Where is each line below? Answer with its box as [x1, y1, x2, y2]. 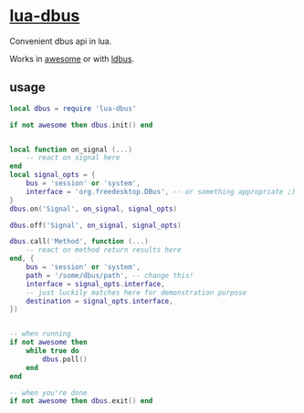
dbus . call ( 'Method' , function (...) [9, 237, 149, 246]
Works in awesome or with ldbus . [9, 53, 135, 64]
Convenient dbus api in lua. [9, 36, 112, 46]
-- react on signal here [26, 153, 121, 162]
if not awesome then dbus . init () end [9, 120, 153, 129]
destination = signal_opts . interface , [26, 296, 173, 305]
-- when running [9, 329, 71, 338]
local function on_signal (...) [9, 145, 132, 154]
